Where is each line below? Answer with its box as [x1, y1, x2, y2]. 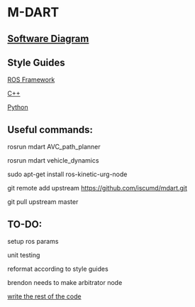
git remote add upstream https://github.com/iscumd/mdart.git [7, 184, 188, 193]
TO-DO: [7, 218, 43, 230]
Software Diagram [7, 33, 89, 45]
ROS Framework [7, 75, 55, 84]
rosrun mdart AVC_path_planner [7, 143, 101, 151]
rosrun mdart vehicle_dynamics [7, 156, 99, 165]
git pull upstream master [7, 198, 79, 206]
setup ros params [7, 237, 59, 246]
